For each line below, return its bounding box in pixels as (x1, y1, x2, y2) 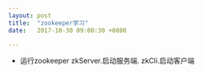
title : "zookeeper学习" (8, 19, 89, 27)
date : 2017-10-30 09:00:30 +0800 (8, 26, 127, 34)
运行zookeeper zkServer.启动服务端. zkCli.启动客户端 (19, 56, 195, 66)
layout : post (8, 11, 52, 20)
